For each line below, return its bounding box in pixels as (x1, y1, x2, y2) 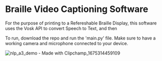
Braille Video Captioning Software (5, 3, 149, 15)
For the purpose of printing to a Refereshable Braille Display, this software (5, 20, 157, 26)
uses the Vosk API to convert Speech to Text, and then (5, 25, 117, 31)
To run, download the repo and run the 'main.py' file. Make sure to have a (5, 35, 156, 41)
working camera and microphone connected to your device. (5, 40, 129, 46)
